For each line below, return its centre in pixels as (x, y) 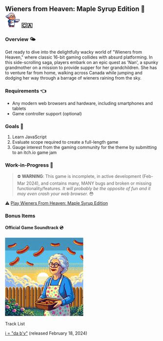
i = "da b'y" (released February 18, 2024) (46, 333)
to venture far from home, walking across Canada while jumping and (74, 73)
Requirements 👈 (26, 91)
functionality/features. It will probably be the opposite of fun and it (84, 188)
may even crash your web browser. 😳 (55, 193)
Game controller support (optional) (47, 113)
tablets (19, 108)
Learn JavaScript (29, 137)
